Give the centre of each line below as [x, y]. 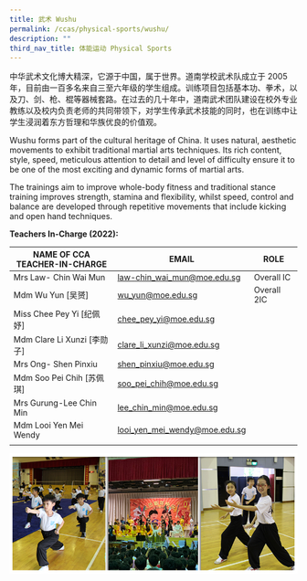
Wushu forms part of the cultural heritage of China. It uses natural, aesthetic [153, 141]
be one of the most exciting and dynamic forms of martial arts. [127, 170]
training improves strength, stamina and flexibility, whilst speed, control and [152, 197]
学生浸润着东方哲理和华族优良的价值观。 [85, 122]
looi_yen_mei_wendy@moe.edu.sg [182, 430]
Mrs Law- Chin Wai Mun [59, 277]
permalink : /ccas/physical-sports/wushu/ [90, 29]
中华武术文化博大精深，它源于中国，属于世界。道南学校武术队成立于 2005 [148, 77]
